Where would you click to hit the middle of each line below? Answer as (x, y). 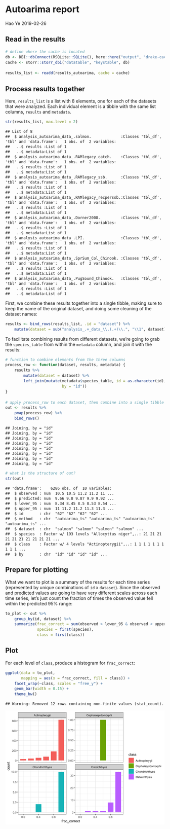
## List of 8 (19, 131)
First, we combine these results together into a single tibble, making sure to (84, 303)
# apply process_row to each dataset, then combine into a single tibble (85, 402)
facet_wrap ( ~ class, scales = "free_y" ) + (58, 683)
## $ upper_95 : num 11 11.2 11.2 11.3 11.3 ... (60, 509)
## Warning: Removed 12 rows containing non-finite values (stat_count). (85, 704)
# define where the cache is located (45, 52)
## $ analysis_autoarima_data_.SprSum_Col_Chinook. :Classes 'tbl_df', (83, 258)
